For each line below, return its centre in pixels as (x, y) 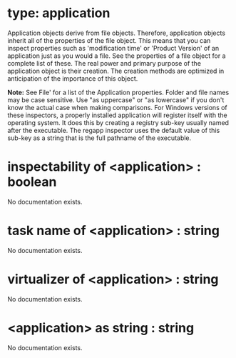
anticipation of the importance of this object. (73, 78)
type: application (59, 13)
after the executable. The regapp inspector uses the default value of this (114, 130)
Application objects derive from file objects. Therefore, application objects (117, 33)
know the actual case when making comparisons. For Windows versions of (118, 107)
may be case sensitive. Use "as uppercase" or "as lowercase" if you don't (116, 100)
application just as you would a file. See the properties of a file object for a (117, 56)
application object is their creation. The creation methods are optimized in (116, 71)
